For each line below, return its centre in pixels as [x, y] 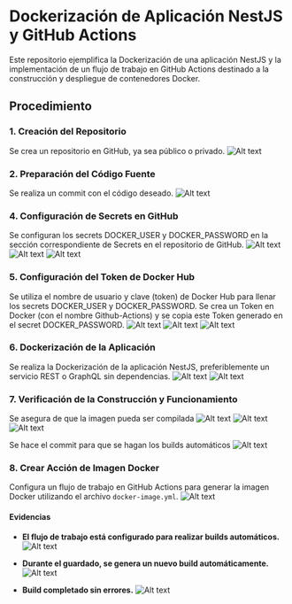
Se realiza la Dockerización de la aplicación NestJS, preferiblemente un [139, 367]
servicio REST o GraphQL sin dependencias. [90, 376]
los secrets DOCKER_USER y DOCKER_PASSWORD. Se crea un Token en [142, 306]
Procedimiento [51, 107]
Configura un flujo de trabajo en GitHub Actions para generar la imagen [139, 487]
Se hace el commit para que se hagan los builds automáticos [120, 445]
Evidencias [30, 517]
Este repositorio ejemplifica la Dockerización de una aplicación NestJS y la [145, 59]
